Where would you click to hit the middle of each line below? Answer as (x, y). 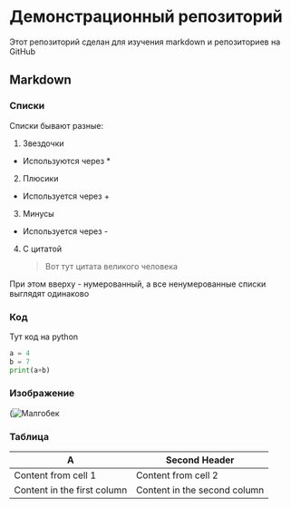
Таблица (29, 436)
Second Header (200, 460)
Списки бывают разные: (57, 125)
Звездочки (44, 143)
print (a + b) (30, 370)
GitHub (23, 51)
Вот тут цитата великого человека (112, 266)
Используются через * (67, 161)
